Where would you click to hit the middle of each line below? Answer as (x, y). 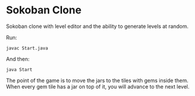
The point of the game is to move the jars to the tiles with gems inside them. (97, 80)
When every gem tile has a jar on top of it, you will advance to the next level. (98, 86)
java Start (19, 70)
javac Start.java (27, 48)
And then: (18, 59)
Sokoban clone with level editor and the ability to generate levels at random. (97, 26)
